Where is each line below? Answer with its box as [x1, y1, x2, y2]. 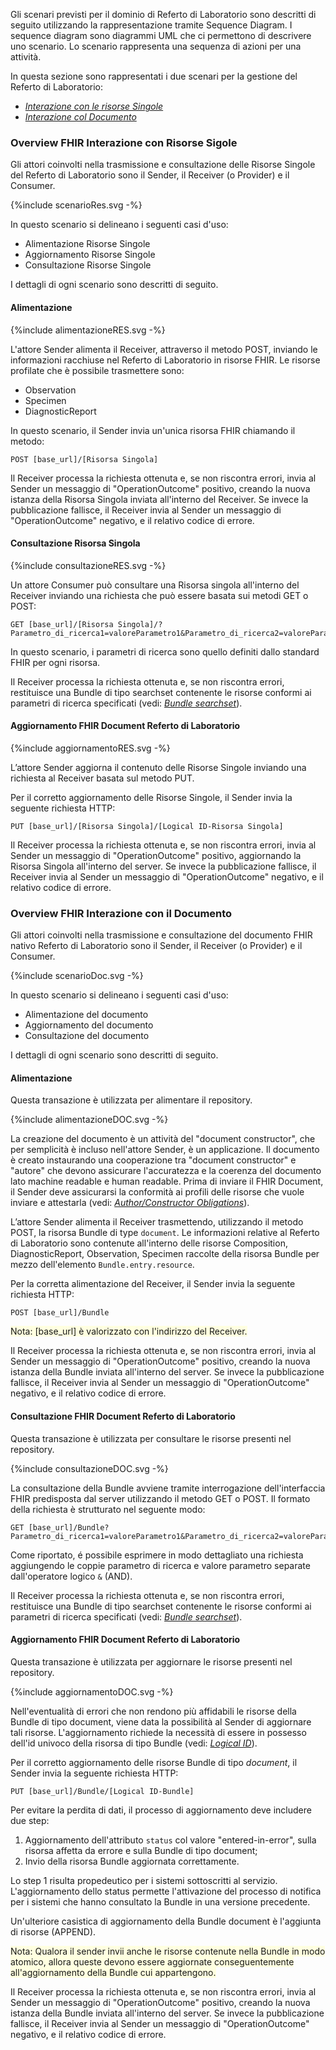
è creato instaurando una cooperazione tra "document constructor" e [10, 1154, 297, 1166]
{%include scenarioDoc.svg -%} [10, 970, 144, 982]
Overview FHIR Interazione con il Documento [10, 906, 233, 920]
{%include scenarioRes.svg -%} [10, 199, 143, 211]
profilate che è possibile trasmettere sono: [10, 364, 185, 376]
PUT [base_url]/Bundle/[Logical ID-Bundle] [10, 1786, 195, 1796]
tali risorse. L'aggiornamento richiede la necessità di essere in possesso [10, 1726, 307, 1738]
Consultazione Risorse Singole [24, 259, 152, 271]
